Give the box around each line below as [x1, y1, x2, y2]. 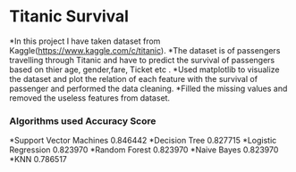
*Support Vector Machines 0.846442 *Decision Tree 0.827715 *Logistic [9, 135, 277, 146]
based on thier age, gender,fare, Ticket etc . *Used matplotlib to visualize [9, 64, 280, 75]
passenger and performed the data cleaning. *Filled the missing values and [9, 83, 288, 94]
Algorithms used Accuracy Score [9, 114, 156, 127]
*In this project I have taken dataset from [9, 36, 161, 46]
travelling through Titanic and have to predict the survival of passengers [9, 54, 275, 65]
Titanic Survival [9, 6, 130, 27]
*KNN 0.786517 [9, 154, 67, 165]
